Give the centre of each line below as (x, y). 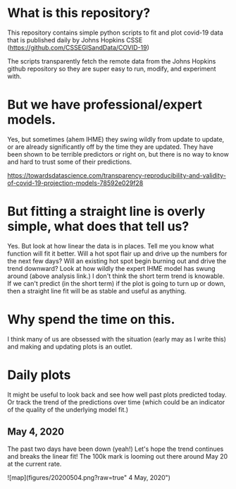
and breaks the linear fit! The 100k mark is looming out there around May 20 (118, 456)
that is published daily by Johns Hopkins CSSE (75, 40)
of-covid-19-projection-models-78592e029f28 (75, 183)
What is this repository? (79, 13)
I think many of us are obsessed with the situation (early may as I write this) (117, 339)
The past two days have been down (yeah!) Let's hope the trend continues (116, 449)
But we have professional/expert (105, 105)
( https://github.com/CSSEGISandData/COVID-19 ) (78, 47)
